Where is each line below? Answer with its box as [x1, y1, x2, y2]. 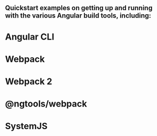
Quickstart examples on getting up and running [5, 4, 153, 12]
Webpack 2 [5, 76, 52, 87]
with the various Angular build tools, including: [5, 12, 151, 20]
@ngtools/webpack [5, 98, 87, 110]
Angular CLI [5, 31, 54, 42]
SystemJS [5, 121, 48, 132]
